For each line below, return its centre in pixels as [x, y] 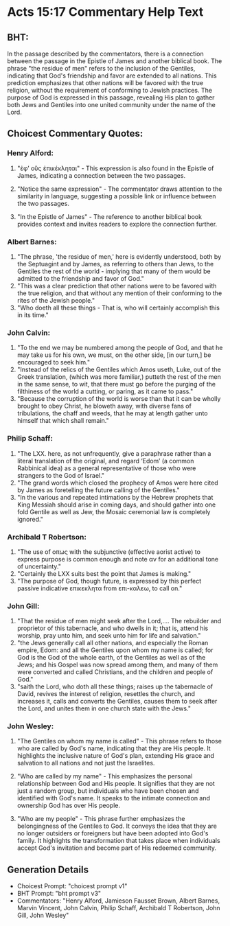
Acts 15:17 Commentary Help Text [105, 12]
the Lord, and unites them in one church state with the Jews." [104, 708]
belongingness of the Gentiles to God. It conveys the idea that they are [117, 826]
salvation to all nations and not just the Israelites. [86, 763]
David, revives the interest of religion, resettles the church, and [106, 694]
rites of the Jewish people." [56, 300]
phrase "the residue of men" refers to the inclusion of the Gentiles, [101, 68]
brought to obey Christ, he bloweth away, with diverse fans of [104, 406]
